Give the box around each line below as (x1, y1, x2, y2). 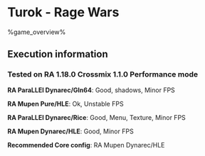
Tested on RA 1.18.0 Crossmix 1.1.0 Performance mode (7, 69, 198, 79)
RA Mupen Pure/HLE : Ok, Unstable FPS (7, 99, 124, 108)
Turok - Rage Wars (7, 4, 120, 21)
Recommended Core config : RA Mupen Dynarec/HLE (7, 140, 165, 149)
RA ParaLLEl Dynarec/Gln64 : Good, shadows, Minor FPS (7, 86, 176, 94)
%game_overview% (7, 28, 66, 36)
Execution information (7, 48, 108, 60)
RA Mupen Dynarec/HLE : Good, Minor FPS (7, 127, 134, 135)
